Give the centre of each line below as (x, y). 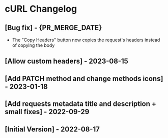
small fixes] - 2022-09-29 (47, 112)
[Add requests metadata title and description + (80, 104)
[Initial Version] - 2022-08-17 (52, 129)
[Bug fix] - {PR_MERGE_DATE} (53, 28)
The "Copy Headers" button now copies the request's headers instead (86, 40)
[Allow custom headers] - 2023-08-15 (66, 61)
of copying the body (33, 45)
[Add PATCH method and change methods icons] (84, 79)
